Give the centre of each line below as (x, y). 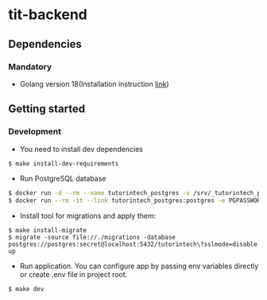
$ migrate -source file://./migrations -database (92, 238)
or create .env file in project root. (74, 275)
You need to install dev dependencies (81, 149)
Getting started (47, 109)
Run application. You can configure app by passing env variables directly (139, 266)
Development (35, 131)
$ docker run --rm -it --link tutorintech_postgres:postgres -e (117, 201)
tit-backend (48, 15)
